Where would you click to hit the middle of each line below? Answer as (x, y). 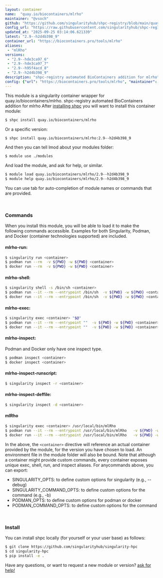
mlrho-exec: (18, 308)
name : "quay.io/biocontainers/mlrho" (44, 14)
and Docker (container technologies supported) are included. (66, 236)
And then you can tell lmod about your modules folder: (59, 147)
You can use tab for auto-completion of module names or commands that (78, 188)
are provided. (18, 193)
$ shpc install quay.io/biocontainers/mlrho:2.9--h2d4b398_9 (68, 138)
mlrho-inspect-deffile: (28, 395)
